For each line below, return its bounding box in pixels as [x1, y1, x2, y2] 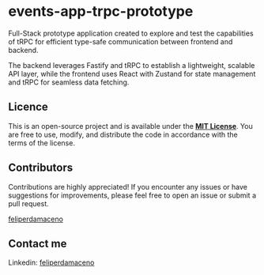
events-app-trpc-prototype [8, 2, 194, 21]
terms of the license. [8, 137, 75, 148]
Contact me [8, 236, 67, 251]
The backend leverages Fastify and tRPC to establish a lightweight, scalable [8, 60, 255, 70]
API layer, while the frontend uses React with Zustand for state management [8, 69, 256, 78]
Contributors [8, 161, 74, 175]
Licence [8, 100, 49, 114]
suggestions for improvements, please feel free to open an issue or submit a [8, 190, 257, 200]
